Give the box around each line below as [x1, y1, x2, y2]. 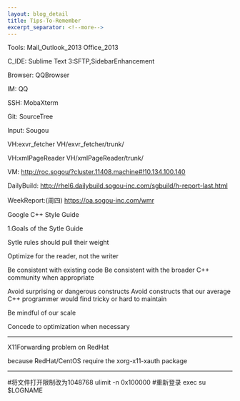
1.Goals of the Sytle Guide [7, 224, 84, 233]
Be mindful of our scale [7, 308, 76, 318]
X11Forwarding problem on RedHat [7, 343, 109, 352]
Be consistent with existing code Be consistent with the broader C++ [7, 265, 210, 275]
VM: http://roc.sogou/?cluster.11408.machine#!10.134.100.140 [7, 168, 186, 176]
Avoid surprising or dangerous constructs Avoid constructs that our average [7, 287, 231, 296]
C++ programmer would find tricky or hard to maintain [7, 295, 167, 303]
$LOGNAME [7, 386, 43, 395]
